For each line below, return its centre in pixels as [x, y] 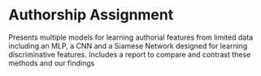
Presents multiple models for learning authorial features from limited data [131, 37]
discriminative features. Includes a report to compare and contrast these [130, 54]
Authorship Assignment [91, 15]
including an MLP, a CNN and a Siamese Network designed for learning [128, 45]
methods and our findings [52, 63]
